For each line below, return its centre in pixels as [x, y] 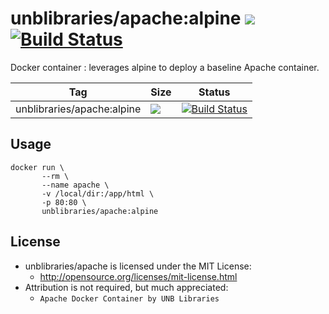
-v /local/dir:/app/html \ [98, 193]
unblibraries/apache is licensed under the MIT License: [138, 266]
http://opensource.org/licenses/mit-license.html [138, 276]
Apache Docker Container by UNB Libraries [129, 298]
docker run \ [37, 167]
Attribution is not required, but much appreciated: [126, 287]
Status [214, 92]
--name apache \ [75, 185]
